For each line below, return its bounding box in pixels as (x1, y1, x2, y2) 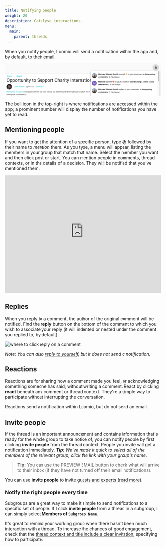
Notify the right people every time (5, 489, 88, 496)
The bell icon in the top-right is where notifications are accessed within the (5, 101, 158, 107)
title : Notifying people (5, 8, 56, 13)
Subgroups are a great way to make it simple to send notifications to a (5, 500, 148, 506)
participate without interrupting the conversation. (5, 394, 105, 400)
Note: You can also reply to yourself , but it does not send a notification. (5, 351, 151, 357)
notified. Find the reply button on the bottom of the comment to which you (5, 321, 157, 327)
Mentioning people (5, 125, 65, 134)
